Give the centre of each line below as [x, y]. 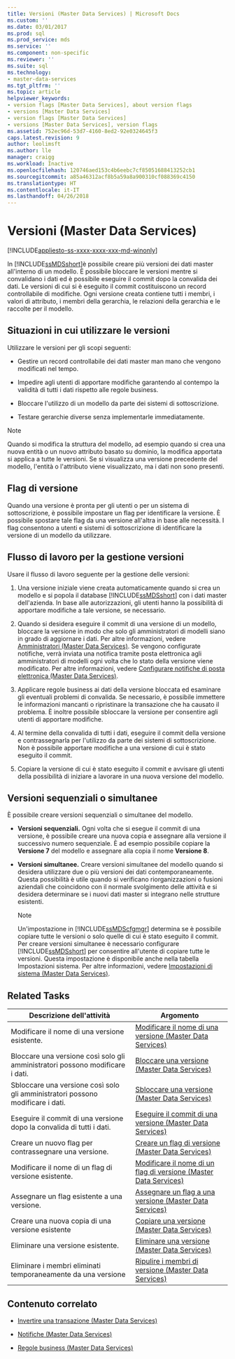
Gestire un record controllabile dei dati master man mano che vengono [119, 361]
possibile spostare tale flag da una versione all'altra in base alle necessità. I [116, 520]
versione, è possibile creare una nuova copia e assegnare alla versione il [122, 836]
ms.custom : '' [28, 20]
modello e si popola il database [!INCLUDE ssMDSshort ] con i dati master [122, 595]
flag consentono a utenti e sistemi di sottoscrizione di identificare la [105, 527]
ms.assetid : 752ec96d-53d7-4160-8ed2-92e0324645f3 [83, 131]
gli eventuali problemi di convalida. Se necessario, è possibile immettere [121, 697]
